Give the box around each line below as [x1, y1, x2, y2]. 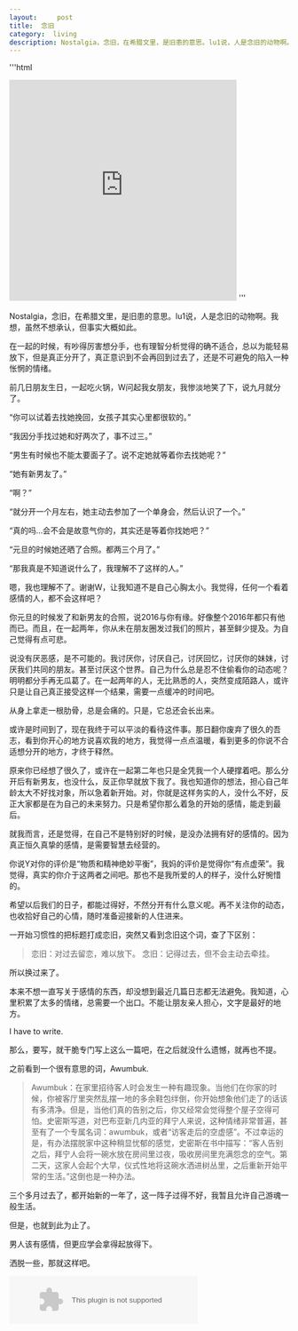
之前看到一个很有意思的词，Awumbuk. [9, 1064, 149, 1074]
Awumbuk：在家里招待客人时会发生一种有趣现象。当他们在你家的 [30, 1082, 271, 1093]
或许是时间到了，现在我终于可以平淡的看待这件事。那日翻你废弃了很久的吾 [9, 724, 281, 735]
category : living [9, 29, 77, 38]
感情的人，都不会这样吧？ [9, 593, 103, 604]
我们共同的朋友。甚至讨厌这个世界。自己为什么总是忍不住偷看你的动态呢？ [16, 664, 289, 675]
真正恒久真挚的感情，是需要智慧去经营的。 [9, 840, 165, 850]
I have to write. [9, 1026, 64, 1037]
